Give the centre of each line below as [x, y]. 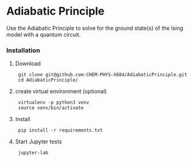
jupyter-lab [33, 153]
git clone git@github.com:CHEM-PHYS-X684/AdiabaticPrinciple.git [103, 75]
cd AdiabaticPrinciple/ [48, 80]
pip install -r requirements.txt [60, 130]
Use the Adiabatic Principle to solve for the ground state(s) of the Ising [95, 28]
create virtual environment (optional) [61, 91]
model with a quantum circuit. [44, 34]
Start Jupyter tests [38, 142]
